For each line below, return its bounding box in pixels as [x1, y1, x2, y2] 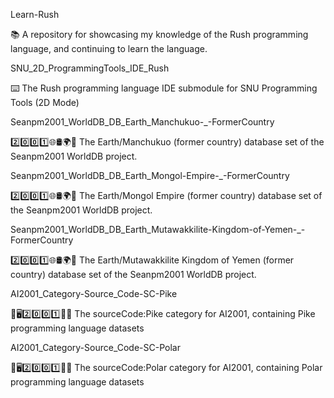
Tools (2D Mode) [10, 97, 80, 108]
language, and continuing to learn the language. [10, 43, 208, 54]
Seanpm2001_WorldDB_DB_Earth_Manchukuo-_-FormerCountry [10, 116, 275, 128]
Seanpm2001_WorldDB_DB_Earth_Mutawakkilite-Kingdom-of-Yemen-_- [10, 224, 306, 235]
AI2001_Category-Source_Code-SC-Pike [10, 288, 178, 299]
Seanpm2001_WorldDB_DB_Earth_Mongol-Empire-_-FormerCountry [10, 170, 290, 181]
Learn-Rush [10, 9, 60, 20]
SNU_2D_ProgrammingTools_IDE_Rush [10, 62, 170, 74]
